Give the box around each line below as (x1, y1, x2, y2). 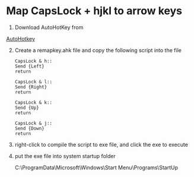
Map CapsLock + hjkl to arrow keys (6, 4, 183, 18)
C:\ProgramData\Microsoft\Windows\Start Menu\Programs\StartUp (14, 164, 178, 171)
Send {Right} (14, 84, 47, 90)
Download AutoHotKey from (14, 24, 84, 31)
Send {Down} (14, 125, 44, 131)
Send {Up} (14, 105, 40, 111)
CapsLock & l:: (14, 79, 53, 85)
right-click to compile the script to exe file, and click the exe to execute (14, 141, 189, 148)
